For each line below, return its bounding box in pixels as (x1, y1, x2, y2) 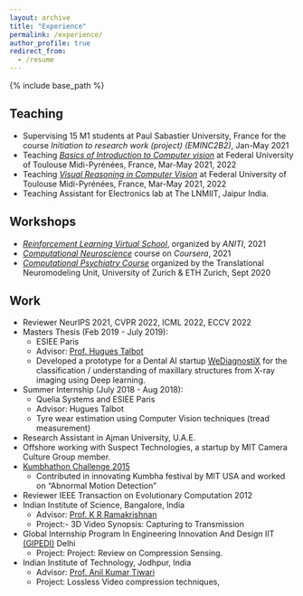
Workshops (9, 214, 77, 230)
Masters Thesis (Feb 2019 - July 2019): (22, 326, 169, 337)
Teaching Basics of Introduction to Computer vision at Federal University (22, 149, 294, 160)
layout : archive (9, 13, 71, 23)
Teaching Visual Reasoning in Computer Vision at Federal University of (22, 168, 287, 179)
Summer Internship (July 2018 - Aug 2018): (22, 384, 184, 395)
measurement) (35, 422, 91, 434)
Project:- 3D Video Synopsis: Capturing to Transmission (35, 519, 244, 530)
